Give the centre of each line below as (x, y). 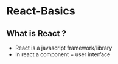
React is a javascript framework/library (64, 48)
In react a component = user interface (63, 54)
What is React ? (36, 34)
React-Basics (41, 11)
